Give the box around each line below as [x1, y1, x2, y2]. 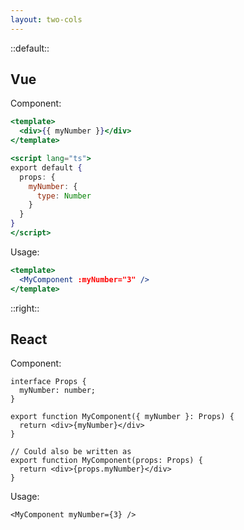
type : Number [36, 191, 92, 201]
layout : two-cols [10, 14, 83, 25]
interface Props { [10, 377, 87, 387]
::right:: [10, 302, 40, 314]
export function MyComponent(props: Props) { [10, 456, 203, 466]
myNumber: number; [19, 386, 97, 396]
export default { [10, 162, 83, 173]
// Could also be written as [10, 447, 132, 457]
